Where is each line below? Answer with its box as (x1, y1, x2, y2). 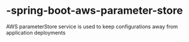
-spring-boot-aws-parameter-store (6, 4, 183, 17)
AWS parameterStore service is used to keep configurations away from (6, 23, 178, 30)
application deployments (6, 29, 66, 36)
